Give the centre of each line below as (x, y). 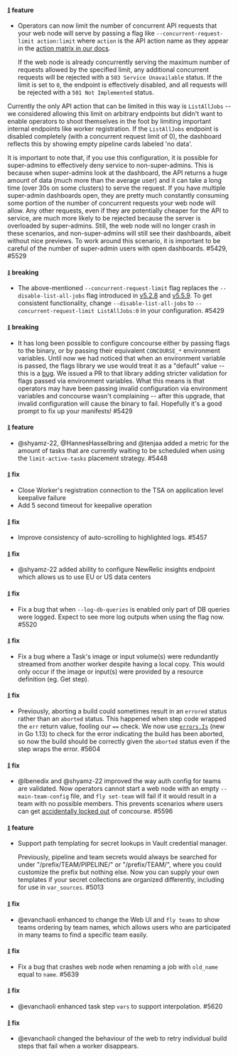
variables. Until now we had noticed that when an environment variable (121, 358)
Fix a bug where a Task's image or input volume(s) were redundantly (118, 656)
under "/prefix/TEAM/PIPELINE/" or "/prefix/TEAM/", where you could (120, 865)
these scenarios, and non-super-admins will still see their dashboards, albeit (119, 233)
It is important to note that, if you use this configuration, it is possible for (113, 158)
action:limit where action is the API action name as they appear (132, 41)
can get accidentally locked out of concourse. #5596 (95, 812)
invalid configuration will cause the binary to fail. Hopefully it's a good (120, 403)
